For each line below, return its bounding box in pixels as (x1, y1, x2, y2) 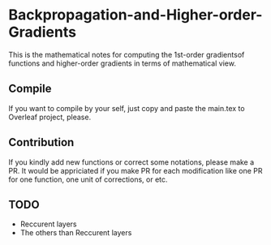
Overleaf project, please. (8, 112, 92, 122)
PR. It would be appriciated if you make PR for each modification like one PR (8, 165, 263, 175)
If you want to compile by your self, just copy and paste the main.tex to (8, 103, 245, 113)
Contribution (8, 135, 75, 149)
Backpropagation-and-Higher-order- (8, 6, 263, 24)
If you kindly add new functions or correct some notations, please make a (8, 157, 255, 167)
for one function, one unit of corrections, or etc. (8, 174, 168, 184)
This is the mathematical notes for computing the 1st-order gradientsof (8, 49, 245, 59)
